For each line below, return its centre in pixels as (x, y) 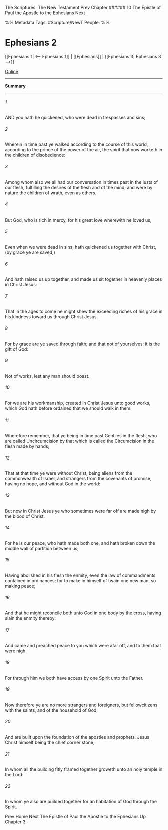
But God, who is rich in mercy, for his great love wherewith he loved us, (78, 220)
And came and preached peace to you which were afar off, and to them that (83, 646)
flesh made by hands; (27, 446)
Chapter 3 (15, 822)
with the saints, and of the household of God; (52, 710)
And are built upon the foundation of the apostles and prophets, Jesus (77, 737)
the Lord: (14, 775)
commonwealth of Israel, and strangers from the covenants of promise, (78, 479)
